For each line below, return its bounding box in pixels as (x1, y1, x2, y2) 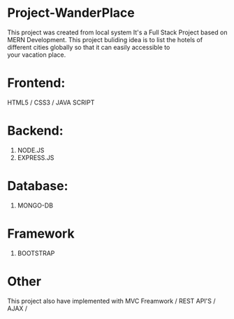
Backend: (7, 123, 64, 139)
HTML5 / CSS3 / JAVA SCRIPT (7, 98, 95, 107)
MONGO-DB (17, 201, 54, 210)
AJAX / (7, 304, 28, 313)
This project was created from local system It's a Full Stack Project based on (7, 28, 228, 36)
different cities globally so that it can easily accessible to (7, 43, 170, 51)
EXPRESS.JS (17, 153, 54, 162)
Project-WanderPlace (7, 5, 135, 21)
